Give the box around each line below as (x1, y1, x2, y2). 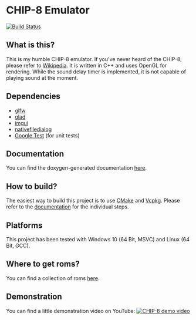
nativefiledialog (14, 126, 52, 133)
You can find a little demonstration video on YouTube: (6, 307, 136, 314)
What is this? (6, 40, 55, 50)
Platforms (6, 220, 43, 230)
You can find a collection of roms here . (6, 274, 100, 282)
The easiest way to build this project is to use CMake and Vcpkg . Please (6, 197, 180, 204)
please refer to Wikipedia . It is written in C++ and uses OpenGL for (6, 62, 167, 69)
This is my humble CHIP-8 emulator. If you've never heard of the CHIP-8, (6, 55, 182, 62)
